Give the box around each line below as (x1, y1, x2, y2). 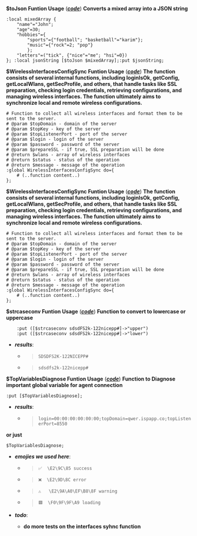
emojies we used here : (14, 453, 71, 460)
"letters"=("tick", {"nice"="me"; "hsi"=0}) (16, 52, 128, 58)
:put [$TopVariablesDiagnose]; (6, 393, 83, 399)
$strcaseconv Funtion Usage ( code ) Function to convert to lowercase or (6, 308, 186, 315)
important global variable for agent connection (6, 382, 123, 388)
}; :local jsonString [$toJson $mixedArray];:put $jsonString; (6, 58, 165, 64)
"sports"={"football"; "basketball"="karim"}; (27, 37, 143, 43)
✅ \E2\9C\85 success (38, 465, 92, 471)
